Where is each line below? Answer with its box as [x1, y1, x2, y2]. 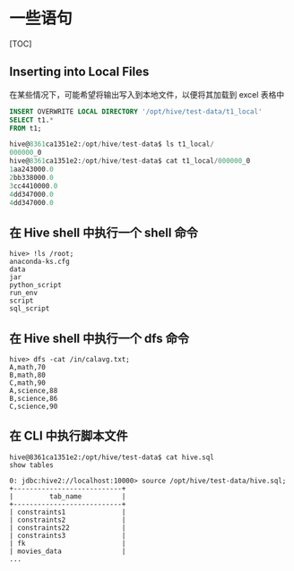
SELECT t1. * [9, 115, 54, 124]
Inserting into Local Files [9, 64, 150, 80]
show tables [9, 460, 54, 470]
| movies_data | [9, 547, 126, 556]
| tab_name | [9, 491, 126, 501]
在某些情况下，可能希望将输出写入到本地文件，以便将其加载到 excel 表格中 [9, 89, 285, 99]
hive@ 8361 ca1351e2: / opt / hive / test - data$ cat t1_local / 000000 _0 [9, 157, 251, 166]
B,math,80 [9, 371, 47, 379]
